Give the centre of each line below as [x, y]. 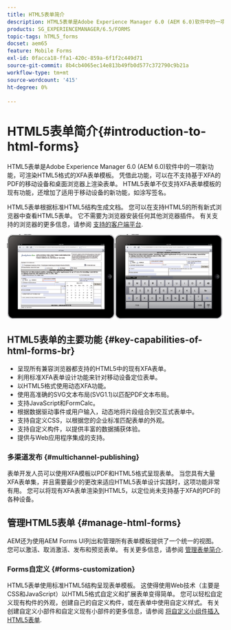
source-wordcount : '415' [43, 80]
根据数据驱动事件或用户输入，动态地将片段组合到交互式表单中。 [107, 411]
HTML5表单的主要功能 [55, 340]
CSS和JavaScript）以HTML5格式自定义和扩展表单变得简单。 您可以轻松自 [112, 594]
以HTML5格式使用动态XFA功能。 [63, 385]
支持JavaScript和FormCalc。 [58, 403]
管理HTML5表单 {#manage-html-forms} [94, 523]
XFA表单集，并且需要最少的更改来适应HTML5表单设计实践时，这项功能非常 [113, 482]
